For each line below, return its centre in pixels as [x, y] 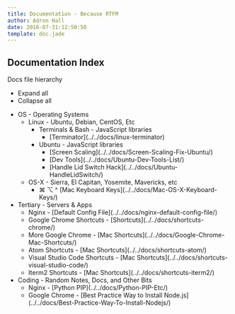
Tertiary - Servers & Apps [55, 205]
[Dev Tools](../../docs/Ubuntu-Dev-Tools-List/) [117, 159]
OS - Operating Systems [53, 115]
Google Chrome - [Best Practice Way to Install [95, 296]
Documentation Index [56, 62]
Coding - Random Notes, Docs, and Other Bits [85, 280]
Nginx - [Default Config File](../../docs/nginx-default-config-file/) [123, 213]
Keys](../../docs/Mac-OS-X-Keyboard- [161, 190]
